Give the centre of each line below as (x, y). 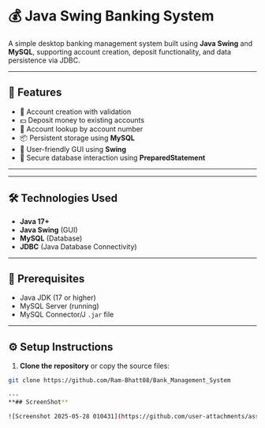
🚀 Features (35, 93)
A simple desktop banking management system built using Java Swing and (131, 43)
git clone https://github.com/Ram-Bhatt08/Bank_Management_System (119, 381)
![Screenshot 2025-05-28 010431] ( (65, 416)
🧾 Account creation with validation (75, 112)
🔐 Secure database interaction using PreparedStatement (112, 157)
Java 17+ (34, 221)
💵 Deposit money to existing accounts (82, 119)
